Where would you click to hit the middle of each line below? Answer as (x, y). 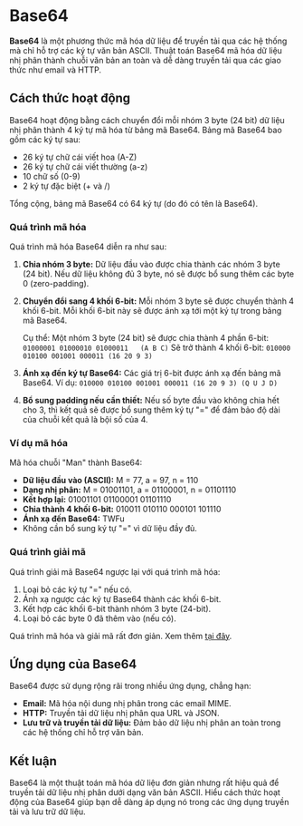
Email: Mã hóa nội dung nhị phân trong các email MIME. (127, 704)
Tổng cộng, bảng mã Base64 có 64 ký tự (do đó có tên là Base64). (134, 203)
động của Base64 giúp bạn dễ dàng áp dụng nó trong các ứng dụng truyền (149, 802)
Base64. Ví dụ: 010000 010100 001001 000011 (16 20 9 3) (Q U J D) (150, 383)
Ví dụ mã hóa (39, 442)
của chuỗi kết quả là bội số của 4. (85, 420)
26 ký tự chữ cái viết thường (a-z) (85, 166)
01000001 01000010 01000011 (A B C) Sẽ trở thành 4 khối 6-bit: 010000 (156, 348)
